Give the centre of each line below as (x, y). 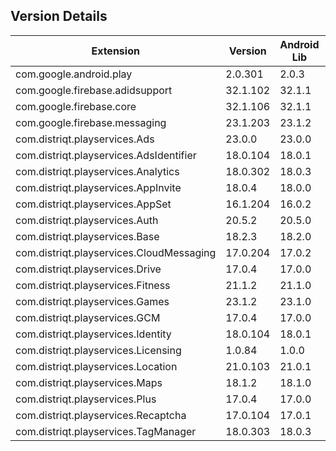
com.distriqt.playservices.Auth (87, 220)
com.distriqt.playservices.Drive (88, 269)
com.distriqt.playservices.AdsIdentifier (106, 155)
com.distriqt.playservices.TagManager (106, 431)
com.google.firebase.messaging (91, 122)
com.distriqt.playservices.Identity (93, 334)
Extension (115, 51)
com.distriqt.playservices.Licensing (98, 350)
